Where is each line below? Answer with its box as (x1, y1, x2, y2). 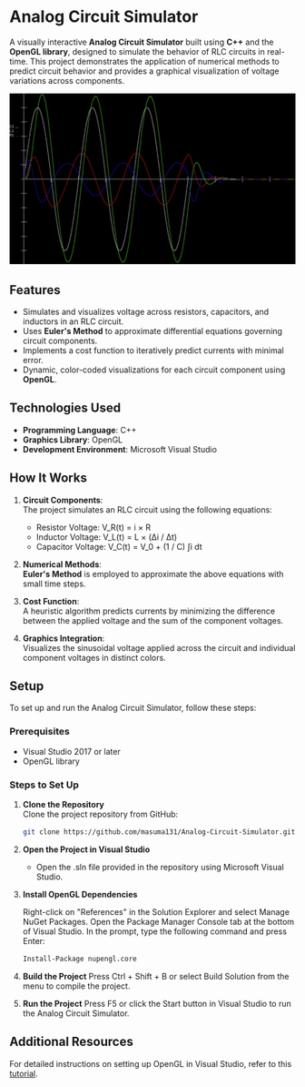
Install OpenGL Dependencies (22, 889, 138, 899)
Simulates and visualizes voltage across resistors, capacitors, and (22, 306, 270, 317)
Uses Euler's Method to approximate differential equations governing (22, 325, 283, 336)
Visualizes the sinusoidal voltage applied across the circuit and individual (22, 642, 296, 653)
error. (22, 354, 44, 365)
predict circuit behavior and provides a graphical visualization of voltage (9, 66, 280, 76)
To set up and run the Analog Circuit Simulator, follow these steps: (9, 703, 257, 714)
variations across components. (9, 75, 125, 86)
